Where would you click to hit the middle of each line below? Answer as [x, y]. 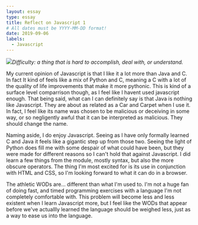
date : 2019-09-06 [27, 34]
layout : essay [24, 12]
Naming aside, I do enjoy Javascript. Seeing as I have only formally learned [98, 135]
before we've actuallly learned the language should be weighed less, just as [98, 209]
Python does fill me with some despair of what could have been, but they [95, 148]
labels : [16, 39]
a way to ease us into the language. [49, 216]
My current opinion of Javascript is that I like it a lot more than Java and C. [97, 73]
